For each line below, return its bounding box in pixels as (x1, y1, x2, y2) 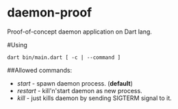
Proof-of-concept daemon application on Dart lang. (7, 27, 153, 36)
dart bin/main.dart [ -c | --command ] (7, 53, 121, 61)
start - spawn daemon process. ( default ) (16, 79, 133, 87)
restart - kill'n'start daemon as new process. (16, 86, 142, 95)
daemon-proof (7, 5, 92, 21)
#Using (7, 40, 27, 49)
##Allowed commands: (7, 66, 73, 74)
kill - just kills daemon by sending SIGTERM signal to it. (16, 94, 173, 102)
